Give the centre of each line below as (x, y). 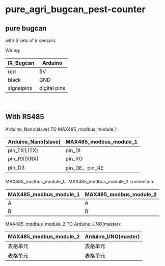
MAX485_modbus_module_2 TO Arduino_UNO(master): (63, 224)
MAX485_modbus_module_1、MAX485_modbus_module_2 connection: (80, 181)
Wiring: (13, 50)
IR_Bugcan (21, 63)
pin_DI (73, 150)
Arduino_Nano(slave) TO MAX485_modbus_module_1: (62, 129)
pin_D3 (16, 167)
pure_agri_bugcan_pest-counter (76, 9)
